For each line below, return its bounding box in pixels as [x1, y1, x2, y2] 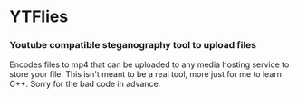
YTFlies [9, 6, 69, 27]
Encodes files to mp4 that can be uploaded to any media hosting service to [9, 59, 290, 70]
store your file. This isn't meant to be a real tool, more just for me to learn [9, 69, 283, 80]
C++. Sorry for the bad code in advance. [9, 79, 161, 90]
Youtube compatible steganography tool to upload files [9, 39, 257, 52]
